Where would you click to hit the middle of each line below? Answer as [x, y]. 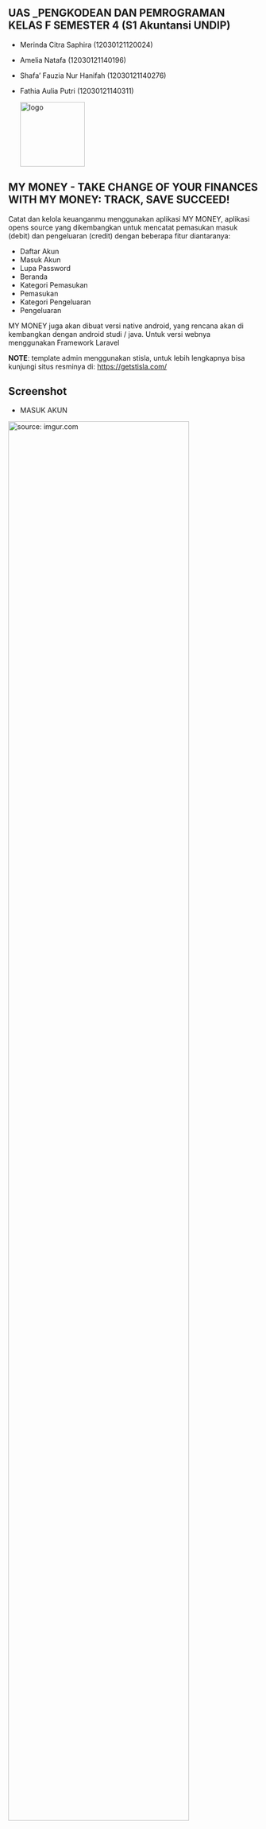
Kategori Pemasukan [54, 284]
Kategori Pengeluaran [55, 302]
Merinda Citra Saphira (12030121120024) [86, 44]
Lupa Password [45, 268]
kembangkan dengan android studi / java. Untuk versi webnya [110, 334]
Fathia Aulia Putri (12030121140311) [77, 91]
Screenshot [38, 391]
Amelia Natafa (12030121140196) [73, 60]
